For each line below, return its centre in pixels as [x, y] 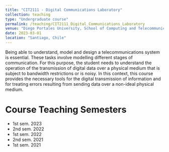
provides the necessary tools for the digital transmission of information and [83, 79]
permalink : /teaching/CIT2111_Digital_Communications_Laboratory [75, 24]
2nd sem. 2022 [28, 129]
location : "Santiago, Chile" [36, 38]
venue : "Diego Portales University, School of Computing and [71, 29]
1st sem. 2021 [27, 145]
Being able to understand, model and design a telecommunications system [82, 52]
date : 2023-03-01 [23, 33]
